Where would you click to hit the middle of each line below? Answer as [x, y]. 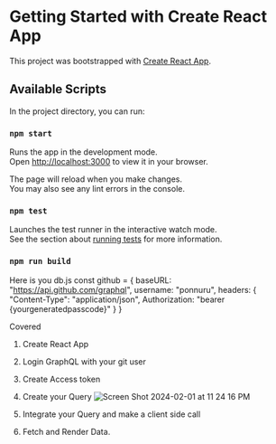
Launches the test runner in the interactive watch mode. [114, 230]
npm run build [40, 261]
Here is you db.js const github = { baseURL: [91, 280]
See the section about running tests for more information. [116, 239]
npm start [31, 133]
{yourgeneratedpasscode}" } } [66, 308]
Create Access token [61, 379]
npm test [28, 211]
